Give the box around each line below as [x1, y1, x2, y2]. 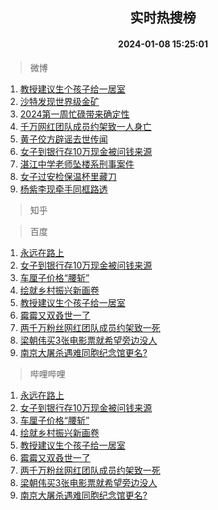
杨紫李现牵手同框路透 [19, 183, 108, 195]
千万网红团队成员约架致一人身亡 [19, 120, 152, 132]
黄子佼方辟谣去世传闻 [19, 133, 108, 145]
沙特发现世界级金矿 [19, 95, 100, 107]
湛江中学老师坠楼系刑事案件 [19, 158, 135, 170]
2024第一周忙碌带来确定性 [19, 108, 130, 120]
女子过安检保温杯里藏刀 [19, 170, 117, 182]
